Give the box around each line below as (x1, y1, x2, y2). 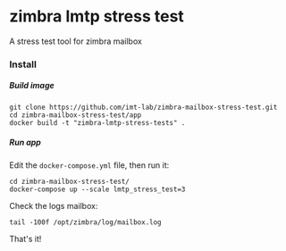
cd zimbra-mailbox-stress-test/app (9, 110, 142, 120)
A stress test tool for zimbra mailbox (9, 36, 143, 46)
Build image (9, 80, 55, 91)
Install (9, 58, 38, 71)
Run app (9, 137, 42, 148)
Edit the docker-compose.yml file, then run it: (9, 159, 170, 171)
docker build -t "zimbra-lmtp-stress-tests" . (9, 118, 186, 127)
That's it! (9, 233, 42, 244)
